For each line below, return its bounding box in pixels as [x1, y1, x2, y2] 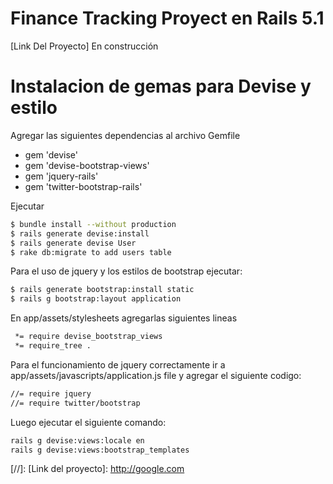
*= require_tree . [14, 341, 92, 351]
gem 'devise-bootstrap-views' [24, 159, 150, 171]
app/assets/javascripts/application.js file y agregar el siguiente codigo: [10, 369, 302, 381]
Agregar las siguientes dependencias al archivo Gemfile [10, 129, 241, 141]
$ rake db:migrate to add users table [10, 247, 172, 257]
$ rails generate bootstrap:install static [10, 285, 195, 295]
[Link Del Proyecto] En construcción [10, 40, 159, 52]
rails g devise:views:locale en [10, 435, 145, 446]
